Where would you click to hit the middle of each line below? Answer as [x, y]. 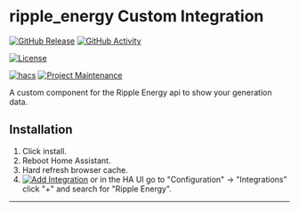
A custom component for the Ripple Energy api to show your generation [141, 92]
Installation [41, 130]
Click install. [44, 151]
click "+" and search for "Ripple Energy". [97, 189]
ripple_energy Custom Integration [137, 16]
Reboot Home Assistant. [66, 160]
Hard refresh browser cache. [75, 169]
